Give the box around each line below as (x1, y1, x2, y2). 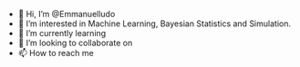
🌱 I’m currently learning (17, 28, 107, 38)
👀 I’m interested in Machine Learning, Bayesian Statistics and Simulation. (17, 18, 292, 29)
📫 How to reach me (17, 48, 94, 58)
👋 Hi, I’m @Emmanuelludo (17, 9, 116, 19)
